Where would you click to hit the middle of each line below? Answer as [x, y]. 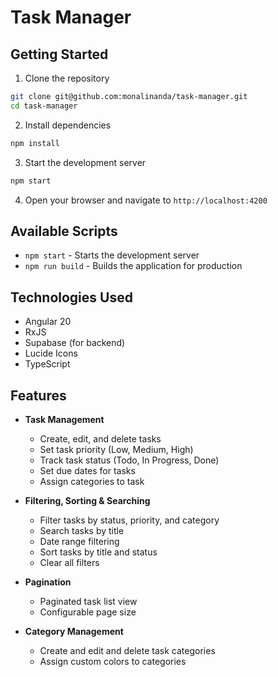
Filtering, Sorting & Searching [87, 500]
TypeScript [47, 364]
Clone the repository [67, 78]
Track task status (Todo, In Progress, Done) [129, 460]
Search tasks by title [82, 530]
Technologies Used [71, 297]
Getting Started [59, 54]
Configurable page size [88, 612]
